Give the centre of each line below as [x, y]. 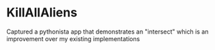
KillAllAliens [42, 13]
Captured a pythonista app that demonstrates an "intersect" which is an [107, 32]
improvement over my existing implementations [73, 38]
